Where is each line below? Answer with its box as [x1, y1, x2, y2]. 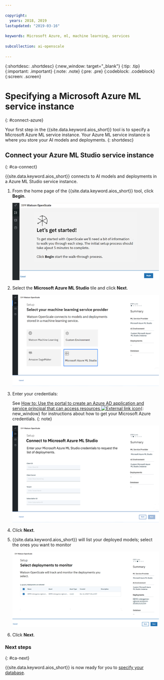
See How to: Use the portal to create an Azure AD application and [12, 400, 144, 406]
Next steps [5, 644, 32, 651]
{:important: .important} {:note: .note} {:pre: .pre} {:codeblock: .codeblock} [5, 68, 155, 74]
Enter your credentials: [12, 391, 58, 397]
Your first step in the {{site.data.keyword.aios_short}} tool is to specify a [5, 126, 150, 132]
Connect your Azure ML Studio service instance [5, 151, 154, 159]
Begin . [12, 193, 26, 199]
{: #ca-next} [5, 655, 30, 661]
